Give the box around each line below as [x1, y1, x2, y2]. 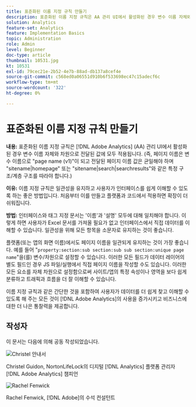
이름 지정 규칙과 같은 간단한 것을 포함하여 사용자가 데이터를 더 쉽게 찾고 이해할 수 [6, 288, 190, 295]
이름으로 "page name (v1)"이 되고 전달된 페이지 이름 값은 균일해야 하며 [12, 158, 174, 165]
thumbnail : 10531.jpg [6, 57, 59, 63]
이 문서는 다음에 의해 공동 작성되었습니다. [6, 338, 100, 345]
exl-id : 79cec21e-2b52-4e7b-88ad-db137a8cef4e [6, 69, 121, 74]
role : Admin [6, 42, 35, 47]
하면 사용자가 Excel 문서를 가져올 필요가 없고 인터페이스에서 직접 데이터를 [16, 219, 184, 226]
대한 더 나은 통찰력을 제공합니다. [6, 302, 80, 309]
